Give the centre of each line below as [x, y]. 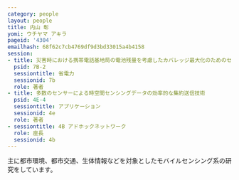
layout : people [30, 21]
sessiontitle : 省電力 [44, 73]
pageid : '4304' [30, 41]
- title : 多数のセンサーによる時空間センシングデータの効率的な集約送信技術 [106, 93]
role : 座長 [29, 133]
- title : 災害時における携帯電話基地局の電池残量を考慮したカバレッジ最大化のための [117, 60]
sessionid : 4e [34, 113]
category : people [33, 14]
